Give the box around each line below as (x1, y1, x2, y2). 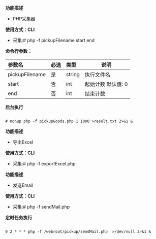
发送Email (12, 182, 34, 188)
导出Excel (12, 139, 34, 145)
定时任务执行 (5, 215, 32, 220)
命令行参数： (5, 48, 32, 54)
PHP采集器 (12, 16, 36, 22)
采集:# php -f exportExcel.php (12, 161, 76, 166)
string (66, 71, 80, 78)
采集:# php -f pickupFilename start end (12, 38, 95, 43)
